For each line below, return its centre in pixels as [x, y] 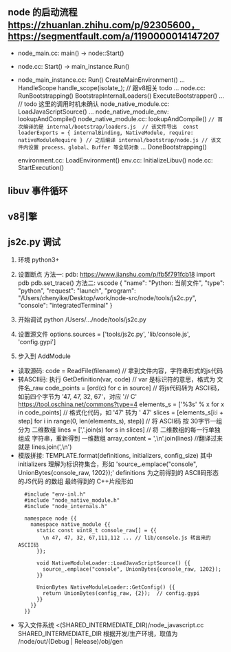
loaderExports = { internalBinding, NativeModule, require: [106, 133]
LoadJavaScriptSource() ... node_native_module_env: [93, 112]
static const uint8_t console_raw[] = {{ [96, 531]
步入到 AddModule [44, 356]
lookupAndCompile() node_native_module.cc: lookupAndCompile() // [116, 118]
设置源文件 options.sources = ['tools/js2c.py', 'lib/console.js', [104, 334]
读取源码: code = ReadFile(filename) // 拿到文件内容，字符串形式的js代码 [120, 371]
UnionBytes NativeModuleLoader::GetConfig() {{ [106, 587]
